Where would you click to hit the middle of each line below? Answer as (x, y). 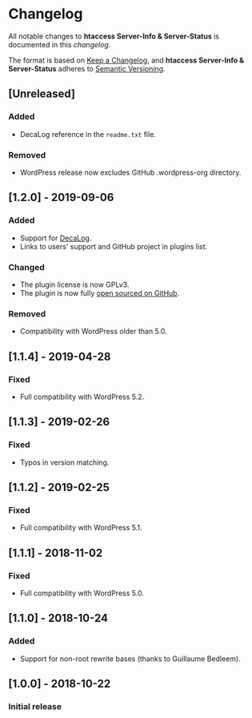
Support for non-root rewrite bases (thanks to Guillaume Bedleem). (130, 659)
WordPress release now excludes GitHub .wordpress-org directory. (130, 172)
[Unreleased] (42, 94)
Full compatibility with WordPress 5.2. (82, 397)
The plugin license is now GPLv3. (74, 284)
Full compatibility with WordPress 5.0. (82, 593)
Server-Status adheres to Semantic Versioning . (87, 68)
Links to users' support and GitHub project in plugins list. (114, 246)
